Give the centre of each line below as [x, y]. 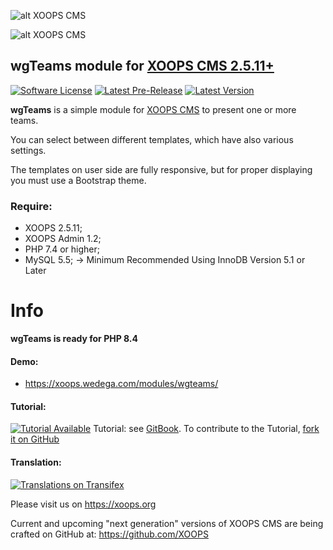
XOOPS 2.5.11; [53, 228]
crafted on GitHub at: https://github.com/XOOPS [109, 534]
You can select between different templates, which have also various [152, 139]
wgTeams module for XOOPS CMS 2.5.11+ [142, 66]
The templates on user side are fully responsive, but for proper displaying [161, 169]
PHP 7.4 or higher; [62, 249]
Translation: [36, 462]
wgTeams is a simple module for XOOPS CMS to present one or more [153, 109]
